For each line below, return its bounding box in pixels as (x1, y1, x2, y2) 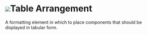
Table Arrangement (10, 3, 92, 14)
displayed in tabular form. (5, 24, 58, 30)
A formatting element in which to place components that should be (5, 19, 142, 25)
